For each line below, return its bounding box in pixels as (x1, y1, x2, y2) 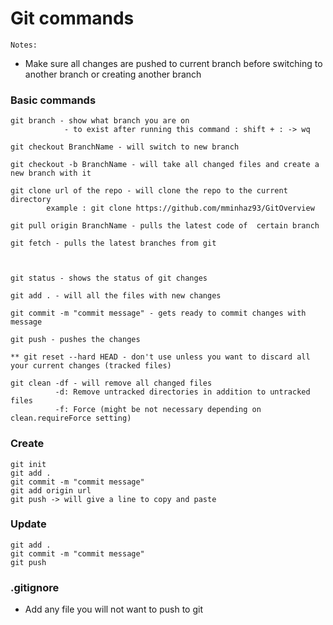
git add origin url (10, 485, 92, 496)
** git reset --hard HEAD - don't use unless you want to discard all (10, 352, 311, 362)
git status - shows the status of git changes (10, 273, 208, 284)
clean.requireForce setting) (10, 413, 132, 424)
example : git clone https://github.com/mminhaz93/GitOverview (46, 203, 315, 214)
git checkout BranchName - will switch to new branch (10, 142, 240, 152)
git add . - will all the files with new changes (10, 291, 222, 301)
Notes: (10, 40, 38, 50)
